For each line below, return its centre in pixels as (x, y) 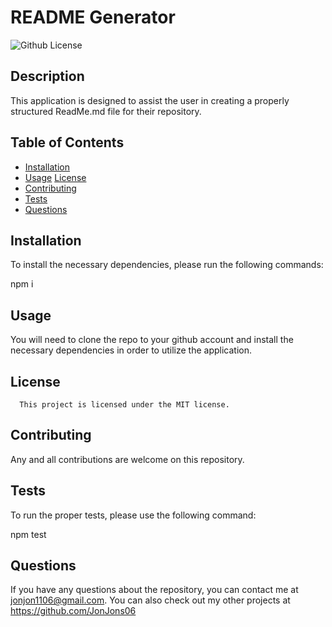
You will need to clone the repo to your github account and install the (152, 340)
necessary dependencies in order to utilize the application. (131, 350)
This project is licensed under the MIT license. (124, 405)
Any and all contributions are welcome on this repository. (127, 459)
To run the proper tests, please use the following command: (133, 515)
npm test (28, 534)
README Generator (93, 17)
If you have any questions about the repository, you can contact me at (154, 590)
